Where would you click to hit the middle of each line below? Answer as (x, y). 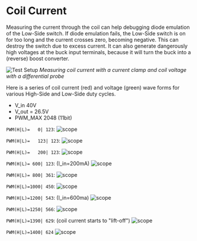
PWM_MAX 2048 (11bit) (43, 118)
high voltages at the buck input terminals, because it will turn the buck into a (98, 52)
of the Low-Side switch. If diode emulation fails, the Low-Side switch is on (96, 33)
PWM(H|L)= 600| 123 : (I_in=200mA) (48, 163)
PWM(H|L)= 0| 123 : (31, 129)
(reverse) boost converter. (38, 58)
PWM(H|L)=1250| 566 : (31, 209)
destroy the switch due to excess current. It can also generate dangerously (97, 46)
